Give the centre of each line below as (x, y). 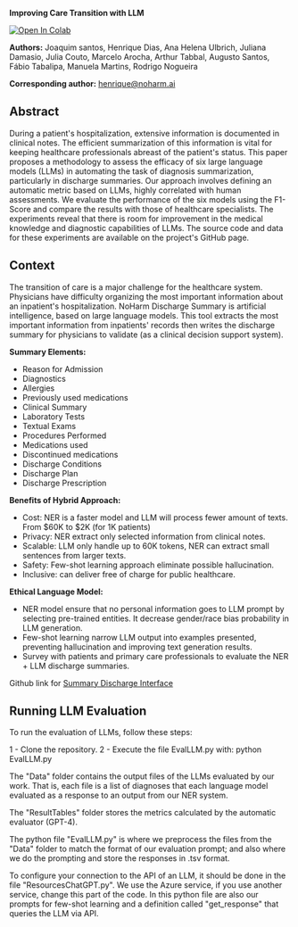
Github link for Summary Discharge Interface (91, 683)
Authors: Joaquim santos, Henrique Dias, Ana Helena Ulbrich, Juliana (138, 47)
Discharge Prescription (64, 483)
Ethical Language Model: (56, 592)
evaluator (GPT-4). (44, 822)
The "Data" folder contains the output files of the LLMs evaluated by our (142, 776)
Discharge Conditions (62, 464)
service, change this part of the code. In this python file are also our (134, 895)
